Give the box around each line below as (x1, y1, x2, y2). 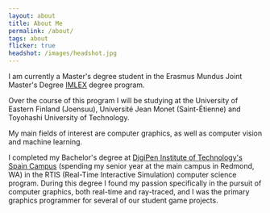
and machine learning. (8, 137, 83, 146)
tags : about (8, 34, 48, 43)
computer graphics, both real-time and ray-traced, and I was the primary (8, 187, 250, 196)
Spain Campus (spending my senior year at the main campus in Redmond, (8, 161, 255, 170)
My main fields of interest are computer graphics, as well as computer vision (8, 128, 263, 138)
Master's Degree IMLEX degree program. (8, 80, 145, 90)
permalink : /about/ (8, 27, 74, 35)
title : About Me (8, 19, 63, 27)
